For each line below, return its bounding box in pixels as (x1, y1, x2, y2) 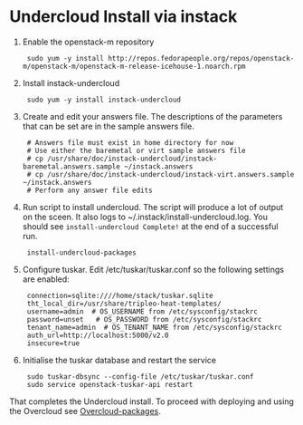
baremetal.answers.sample (22, 161, 120, 171)
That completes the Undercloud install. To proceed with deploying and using (9, 396, 294, 407)
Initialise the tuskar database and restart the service (22, 354, 217, 365)
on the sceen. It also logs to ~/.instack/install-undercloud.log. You (22, 211, 269, 222)
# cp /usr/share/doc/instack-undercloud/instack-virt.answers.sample (26, 169, 295, 179)
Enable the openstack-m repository (22, 36, 155, 47)
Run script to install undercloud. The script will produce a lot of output (22, 201, 284, 212)
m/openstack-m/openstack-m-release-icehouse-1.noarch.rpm (22, 62, 246, 71)
